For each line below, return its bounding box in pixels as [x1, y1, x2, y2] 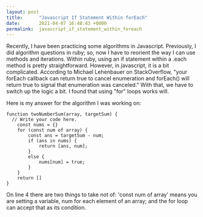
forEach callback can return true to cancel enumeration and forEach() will [6, 75, 190, 82]
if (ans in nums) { [28, 138, 78, 144]
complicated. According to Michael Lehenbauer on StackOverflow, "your [6, 68, 188, 76]
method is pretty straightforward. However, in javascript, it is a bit [6, 62, 170, 69]
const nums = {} [17, 122, 59, 128]
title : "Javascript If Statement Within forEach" [6, 15, 148, 21]
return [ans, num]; [38, 143, 88, 150]
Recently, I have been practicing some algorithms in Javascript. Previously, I [6, 43, 196, 50]
